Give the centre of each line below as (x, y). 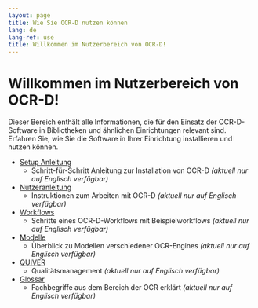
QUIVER (32, 262)
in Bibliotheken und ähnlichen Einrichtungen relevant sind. (133, 130)
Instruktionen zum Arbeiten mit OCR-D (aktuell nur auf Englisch (134, 196)
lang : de (22, 30)
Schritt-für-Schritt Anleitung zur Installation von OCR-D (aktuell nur (140, 170)
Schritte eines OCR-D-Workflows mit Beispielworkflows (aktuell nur (140, 221)
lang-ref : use (31, 37)
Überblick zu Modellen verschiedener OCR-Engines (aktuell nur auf (140, 246)
